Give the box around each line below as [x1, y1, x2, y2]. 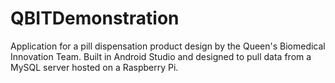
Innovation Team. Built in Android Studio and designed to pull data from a [10, 50, 312, 62]
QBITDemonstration [10, 7, 180, 30]
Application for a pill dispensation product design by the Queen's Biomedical [10, 40, 326, 52]
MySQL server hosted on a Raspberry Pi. [10, 61, 179, 73]
